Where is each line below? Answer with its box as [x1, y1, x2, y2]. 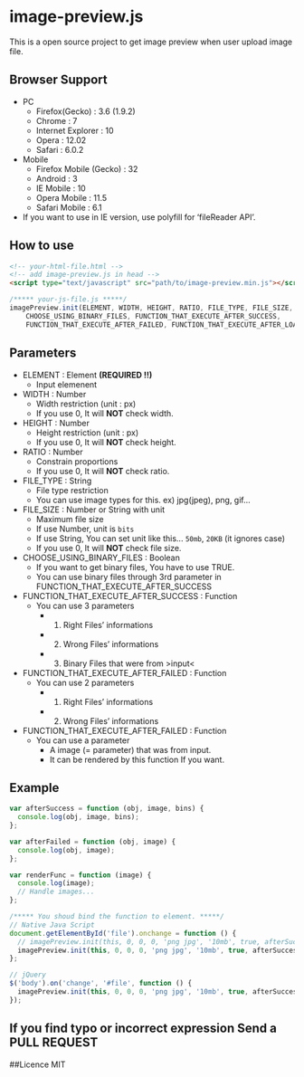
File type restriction [35, 484, 109, 495]
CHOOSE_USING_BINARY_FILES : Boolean [22, 552, 181, 563]
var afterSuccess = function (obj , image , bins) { [9, 804, 204, 814]
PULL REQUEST [9, 1034, 99, 1051]
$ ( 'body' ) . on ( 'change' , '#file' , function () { [9, 979, 193, 988]
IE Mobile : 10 [35, 183, 86, 194]
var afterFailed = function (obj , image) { [9, 837, 176, 846]
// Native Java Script [9, 920, 95, 929]
